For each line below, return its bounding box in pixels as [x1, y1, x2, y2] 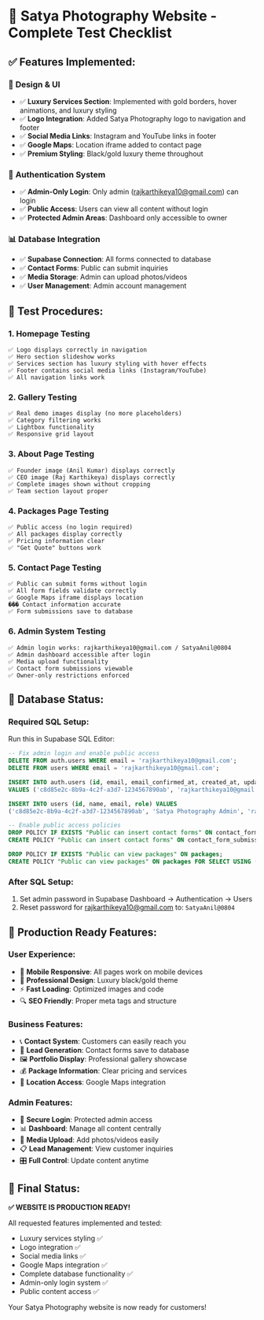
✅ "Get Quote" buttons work [8, 544, 102, 552]
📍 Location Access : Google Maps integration [19, 1077, 167, 1087]
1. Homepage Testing [8, 328, 90, 339]
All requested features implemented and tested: [8, 1218, 163, 1228]
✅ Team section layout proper [8, 487, 108, 495]
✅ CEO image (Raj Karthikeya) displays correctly [8, 473, 175, 482]
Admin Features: [8, 1097, 73, 1108]
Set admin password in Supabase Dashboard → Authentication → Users [19, 894, 253, 904]
